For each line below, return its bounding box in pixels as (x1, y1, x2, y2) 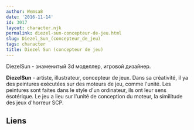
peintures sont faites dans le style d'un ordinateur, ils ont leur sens (6, 86, 167, 94)
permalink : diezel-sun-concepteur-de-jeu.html (6, 30, 122, 36)
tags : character (6, 42, 46, 47)
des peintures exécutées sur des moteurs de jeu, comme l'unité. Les (6, 80, 171, 87)
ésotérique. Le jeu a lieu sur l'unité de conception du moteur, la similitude (6, 93, 183, 100)
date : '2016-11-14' (6, 14, 54, 20)
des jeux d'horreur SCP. (6, 99, 64, 106)
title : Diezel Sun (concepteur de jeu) (6, 47, 104, 53)
